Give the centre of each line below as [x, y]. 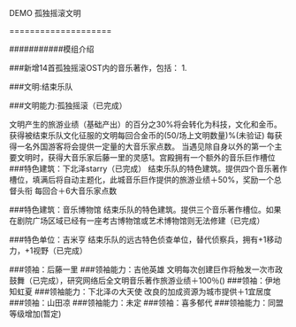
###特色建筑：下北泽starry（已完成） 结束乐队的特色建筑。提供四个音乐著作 [148, 168]
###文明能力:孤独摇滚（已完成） [68, 105]
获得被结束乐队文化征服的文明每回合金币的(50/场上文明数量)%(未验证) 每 [142, 135]
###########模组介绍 [52, 49]
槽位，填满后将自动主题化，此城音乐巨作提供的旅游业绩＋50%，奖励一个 [141, 179]
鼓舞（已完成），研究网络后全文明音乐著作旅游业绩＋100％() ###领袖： [137, 280]
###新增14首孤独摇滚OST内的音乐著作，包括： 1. [98, 68]
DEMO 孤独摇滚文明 [45, 13]
